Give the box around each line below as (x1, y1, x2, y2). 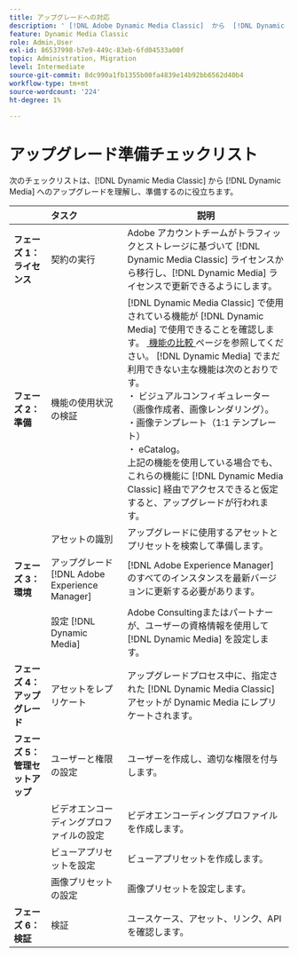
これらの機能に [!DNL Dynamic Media (127, 470, 284, 482)
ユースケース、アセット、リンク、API (127, 913, 282, 925)
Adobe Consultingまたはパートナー (127, 606, 274, 619)
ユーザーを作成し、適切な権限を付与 (127, 753, 278, 765)
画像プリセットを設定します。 (127, 882, 251, 895)
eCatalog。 (138, 443, 185, 455)
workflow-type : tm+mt (9, 79, 90, 88)
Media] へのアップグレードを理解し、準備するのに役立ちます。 (9, 186, 239, 197)
